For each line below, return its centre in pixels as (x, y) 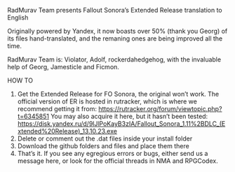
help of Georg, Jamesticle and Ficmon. (63, 67)
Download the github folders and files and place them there (103, 146)
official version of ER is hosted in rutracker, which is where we (107, 101)
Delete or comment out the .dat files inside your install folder (105, 138)
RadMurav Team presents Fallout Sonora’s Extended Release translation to (115, 10)
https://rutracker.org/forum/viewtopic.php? (160, 109)
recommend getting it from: (57, 109)
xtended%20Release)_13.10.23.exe (67, 131)
